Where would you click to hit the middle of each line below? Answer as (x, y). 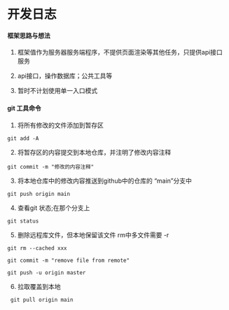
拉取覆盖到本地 (39, 286)
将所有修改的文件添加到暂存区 (60, 125)
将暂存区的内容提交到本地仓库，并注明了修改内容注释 (94, 152)
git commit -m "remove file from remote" (69, 260)
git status (23, 221)
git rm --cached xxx (37, 248)
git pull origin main (42, 300)
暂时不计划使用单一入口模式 (57, 91)
